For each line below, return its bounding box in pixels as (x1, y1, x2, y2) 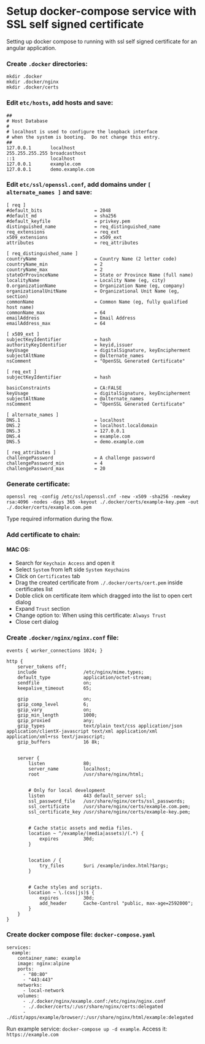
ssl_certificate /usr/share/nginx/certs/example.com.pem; (28, 803, 191, 809)
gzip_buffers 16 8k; (17, 739, 100, 745)
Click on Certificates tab (15, 573, 80, 580)
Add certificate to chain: (6, 530, 81, 539)
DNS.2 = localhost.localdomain (6, 422, 158, 428)
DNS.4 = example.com (6, 433, 131, 439)
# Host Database (6, 118, 48, 124)
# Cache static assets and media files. (28, 825, 133, 831)
